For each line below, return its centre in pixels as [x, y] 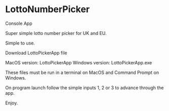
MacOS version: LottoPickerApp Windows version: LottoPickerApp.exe [79, 62]
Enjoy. [12, 103]
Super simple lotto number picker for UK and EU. [56, 33]
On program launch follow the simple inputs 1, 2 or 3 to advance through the [85, 88]
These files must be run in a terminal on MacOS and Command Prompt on [82, 72]
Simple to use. [20, 43]
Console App [19, 23]
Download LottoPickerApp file [36, 53]
